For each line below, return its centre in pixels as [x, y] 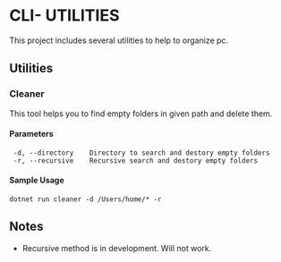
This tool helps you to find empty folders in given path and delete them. [141, 114]
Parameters [31, 134]
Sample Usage [37, 181]
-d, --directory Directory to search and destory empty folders [141, 153]
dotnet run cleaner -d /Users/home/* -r [86, 199]
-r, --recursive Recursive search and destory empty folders [135, 161]
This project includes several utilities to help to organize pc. [119, 40]
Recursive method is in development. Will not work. [117, 248]
